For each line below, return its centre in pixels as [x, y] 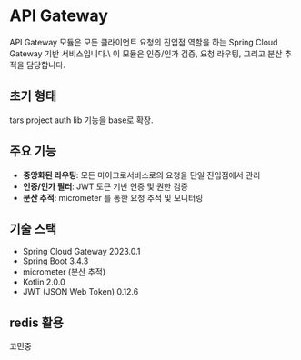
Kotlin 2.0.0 [44, 282]
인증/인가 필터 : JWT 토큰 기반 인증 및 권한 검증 [105, 186]
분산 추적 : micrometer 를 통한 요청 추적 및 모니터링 [113, 197]
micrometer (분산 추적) [64, 272]
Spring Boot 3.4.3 [55, 261]
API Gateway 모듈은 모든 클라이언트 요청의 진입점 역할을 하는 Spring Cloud [144, 42]
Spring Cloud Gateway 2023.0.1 [81, 252]
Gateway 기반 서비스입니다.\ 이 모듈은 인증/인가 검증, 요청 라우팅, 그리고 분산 [146, 53]
